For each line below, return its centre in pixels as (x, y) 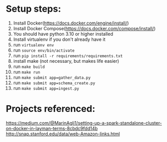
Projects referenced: (50, 109)
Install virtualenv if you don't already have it (59, 39)
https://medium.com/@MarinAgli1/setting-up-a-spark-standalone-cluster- (84, 123)
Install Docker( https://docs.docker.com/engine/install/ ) (71, 23)
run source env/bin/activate (44, 50)
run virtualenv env (34, 44)
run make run (27, 72)
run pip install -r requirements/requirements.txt (68, 55)
